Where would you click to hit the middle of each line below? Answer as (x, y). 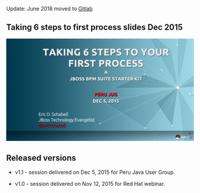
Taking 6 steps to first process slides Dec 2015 (95, 27)
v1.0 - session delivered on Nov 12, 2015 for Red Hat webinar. (90, 184)
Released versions (41, 158)
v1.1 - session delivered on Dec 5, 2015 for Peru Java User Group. (95, 172)
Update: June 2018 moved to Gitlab (49, 9)
